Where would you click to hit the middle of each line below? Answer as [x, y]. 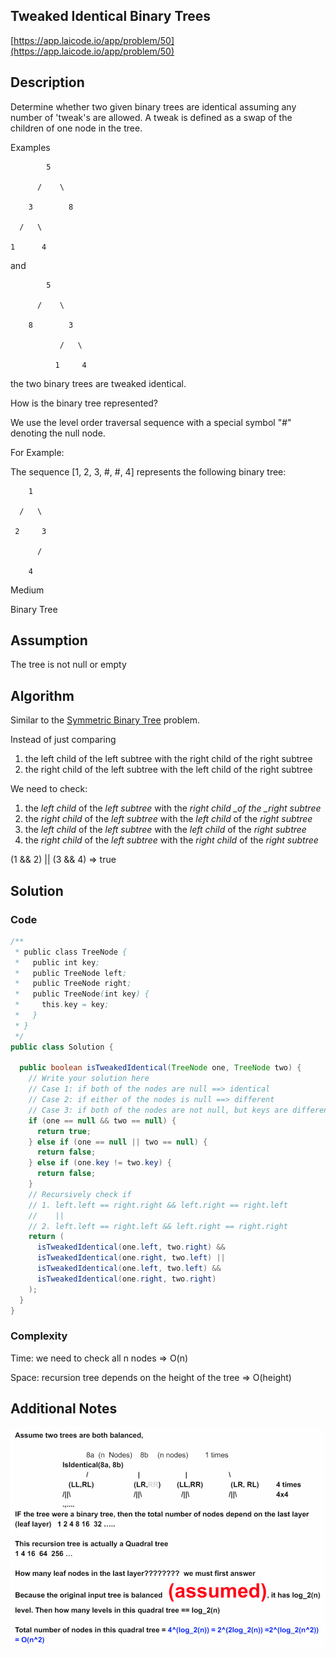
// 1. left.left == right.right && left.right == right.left [158, 1205]
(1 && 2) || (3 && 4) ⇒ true [63, 860]
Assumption [49, 640]
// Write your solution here [89, 1079]
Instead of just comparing [63, 740]
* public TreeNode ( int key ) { [82, 994]
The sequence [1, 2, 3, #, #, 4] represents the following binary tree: [148, 471]
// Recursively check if [80, 1194]
